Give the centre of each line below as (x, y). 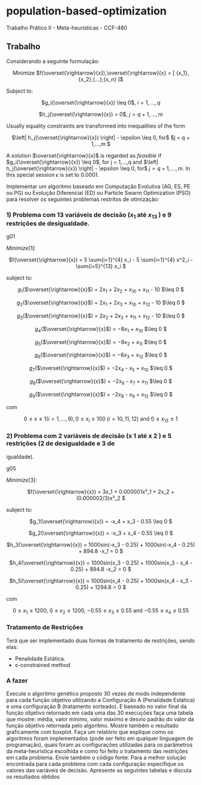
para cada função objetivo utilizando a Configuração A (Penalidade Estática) (101, 700)
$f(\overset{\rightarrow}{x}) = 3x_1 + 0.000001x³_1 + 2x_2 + (101, 491)
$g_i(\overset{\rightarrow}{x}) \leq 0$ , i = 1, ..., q (101, 102)
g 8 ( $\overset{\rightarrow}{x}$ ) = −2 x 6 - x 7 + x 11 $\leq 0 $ (101, 382)
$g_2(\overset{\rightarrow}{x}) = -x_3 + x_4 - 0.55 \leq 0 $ (101, 533)
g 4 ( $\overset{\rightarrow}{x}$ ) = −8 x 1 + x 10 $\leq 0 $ (101, 329)
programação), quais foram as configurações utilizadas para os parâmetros (100, 745)
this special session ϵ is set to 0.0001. (52, 174)
